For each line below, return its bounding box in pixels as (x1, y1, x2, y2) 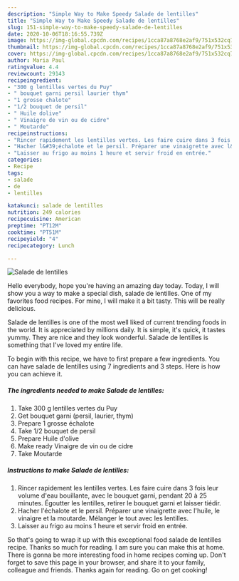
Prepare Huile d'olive (17, 434, 80, 443)
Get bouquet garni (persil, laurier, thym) (17, 411, 134, 421)
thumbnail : (7, 43, 40, 51)
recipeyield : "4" (7, 235, 59, 242)
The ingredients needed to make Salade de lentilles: (7, 386, 165, 394)
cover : (7, 51, 27, 58)
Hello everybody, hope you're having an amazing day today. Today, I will (7, 282, 219, 290)
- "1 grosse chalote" (7, 97, 72, 104)
